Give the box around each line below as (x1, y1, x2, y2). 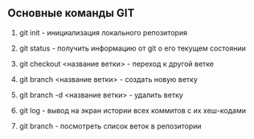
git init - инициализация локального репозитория (18, 27, 188, 37)
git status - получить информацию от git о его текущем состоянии (18, 43, 247, 53)
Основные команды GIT (7, 6, 135, 20)
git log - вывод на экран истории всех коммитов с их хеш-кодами (18, 105, 247, 115)
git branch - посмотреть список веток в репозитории (18, 121, 202, 131)
